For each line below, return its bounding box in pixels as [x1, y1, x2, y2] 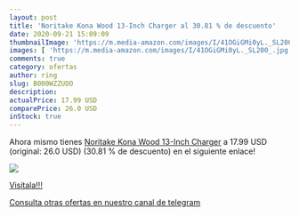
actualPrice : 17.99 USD [9, 95, 98, 105]
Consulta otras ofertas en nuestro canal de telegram [9, 197, 201, 208]
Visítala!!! [9, 180, 43, 191]
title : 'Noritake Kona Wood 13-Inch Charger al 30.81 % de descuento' [9, 21, 277, 30]
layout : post [9, 12, 58, 22]
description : [9, 87, 58, 96]
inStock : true [9, 112, 62, 121]
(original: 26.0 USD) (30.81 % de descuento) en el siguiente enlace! [9, 146, 256, 156]
